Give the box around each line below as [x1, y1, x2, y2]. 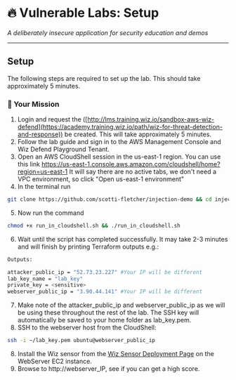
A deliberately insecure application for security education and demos [7, 28, 209, 37]
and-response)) [17, 130, 63, 138]
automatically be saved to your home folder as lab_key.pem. [17, 316, 192, 325]
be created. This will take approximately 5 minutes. [64, 130, 212, 138]
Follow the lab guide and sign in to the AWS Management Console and [17, 138, 221, 146]
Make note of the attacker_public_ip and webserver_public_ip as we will [17, 301, 225, 310]
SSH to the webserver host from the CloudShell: [17, 323, 157, 332]
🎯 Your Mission [7, 99, 60, 109]
